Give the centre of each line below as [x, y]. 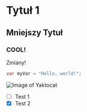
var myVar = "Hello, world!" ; [44, 73]
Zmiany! [16, 62]
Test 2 [23, 103]
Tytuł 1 [23, 10]
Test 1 [22, 96]
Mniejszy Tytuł [34, 33]
